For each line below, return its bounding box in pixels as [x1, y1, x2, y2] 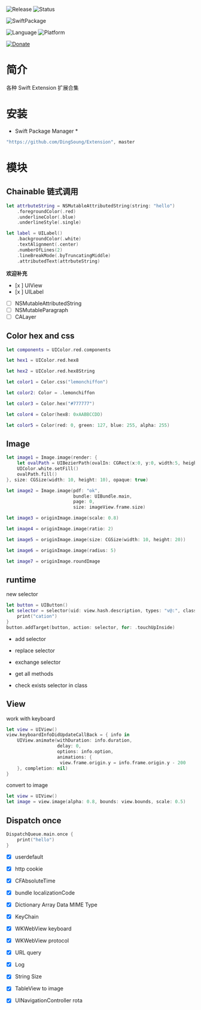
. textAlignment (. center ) [17, 242, 79, 248]
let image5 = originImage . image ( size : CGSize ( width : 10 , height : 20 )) [6, 536, 186, 542]
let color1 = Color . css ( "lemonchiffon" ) [6, 379, 109, 385]
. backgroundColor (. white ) [17, 236, 82, 242]
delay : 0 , [57, 743, 82, 749]
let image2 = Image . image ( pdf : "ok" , [6, 487, 100, 493]
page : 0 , [72, 499, 95, 505]
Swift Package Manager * [14, 127, 78, 135]
